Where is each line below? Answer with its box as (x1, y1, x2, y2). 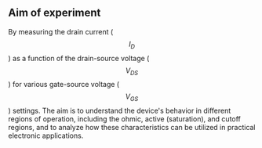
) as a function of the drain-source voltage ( (8, 53, 150, 63)
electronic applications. (8, 131, 84, 140)
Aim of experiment (8, 6, 101, 20)
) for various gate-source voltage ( (8, 80, 120, 89)
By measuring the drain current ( (8, 27, 114, 36)
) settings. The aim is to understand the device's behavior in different (8, 106, 231, 116)
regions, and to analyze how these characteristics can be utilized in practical (8, 123, 257, 132)
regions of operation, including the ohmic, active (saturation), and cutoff (8, 114, 242, 124)
